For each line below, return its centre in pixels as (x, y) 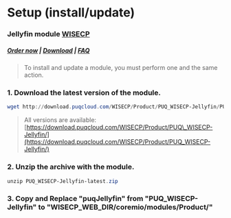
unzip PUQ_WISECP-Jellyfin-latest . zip (63, 181)
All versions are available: (60, 120)
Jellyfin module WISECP (49, 34)
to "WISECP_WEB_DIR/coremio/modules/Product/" (125, 207)
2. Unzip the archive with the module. (71, 167)
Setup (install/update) (71, 13)
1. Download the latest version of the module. (84, 93)
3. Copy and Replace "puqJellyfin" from (75, 199)
